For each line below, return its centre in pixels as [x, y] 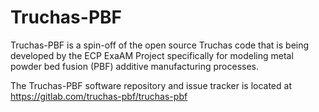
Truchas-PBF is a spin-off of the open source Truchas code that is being [160, 45]
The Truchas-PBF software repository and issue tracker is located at [151, 85]
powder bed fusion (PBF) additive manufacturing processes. [135, 66]
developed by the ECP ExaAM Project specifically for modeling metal [152, 55]
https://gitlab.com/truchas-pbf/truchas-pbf [99, 96]
